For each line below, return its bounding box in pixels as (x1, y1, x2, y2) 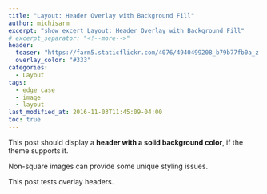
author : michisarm (8, 19, 70, 27)
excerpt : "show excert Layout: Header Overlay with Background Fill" (8, 26, 245, 34)
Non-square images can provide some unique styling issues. (8, 161, 209, 171)
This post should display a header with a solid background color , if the (8, 137, 244, 147)
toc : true (8, 116, 42, 124)
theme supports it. (8, 145, 69, 156)
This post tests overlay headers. (8, 176, 114, 186)
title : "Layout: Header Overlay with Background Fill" (8, 11, 195, 20)
